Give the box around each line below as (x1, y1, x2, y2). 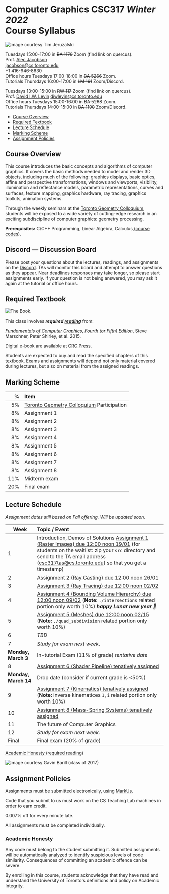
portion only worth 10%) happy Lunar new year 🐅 (37, 603, 157, 610)
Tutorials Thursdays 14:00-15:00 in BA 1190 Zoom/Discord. (5, 104, 127, 110)
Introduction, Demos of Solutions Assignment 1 (37, 534, 149, 541)
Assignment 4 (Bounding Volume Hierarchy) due (37, 591, 152, 597)
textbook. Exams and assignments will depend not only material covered (5, 358, 155, 364)
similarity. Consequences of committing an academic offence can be (5, 857, 148, 863)
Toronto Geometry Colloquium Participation (24, 402, 127, 409)
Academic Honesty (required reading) (5, 750, 84, 756)
